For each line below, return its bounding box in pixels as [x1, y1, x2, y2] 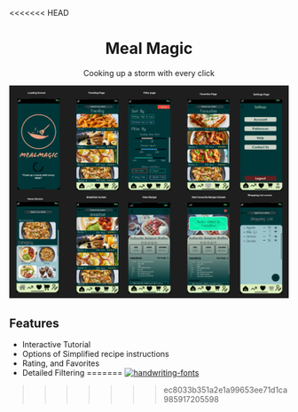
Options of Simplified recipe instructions [21, 349, 170, 360]
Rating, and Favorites [21, 358, 100, 369]
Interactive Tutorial [21, 339, 91, 350]
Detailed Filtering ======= [21, 368, 123, 378]
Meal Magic [105, 39, 193, 58]
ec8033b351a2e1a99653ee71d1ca [163, 385, 288, 395]
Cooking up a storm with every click [82, 67, 216, 78]
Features [9, 315, 59, 330]
